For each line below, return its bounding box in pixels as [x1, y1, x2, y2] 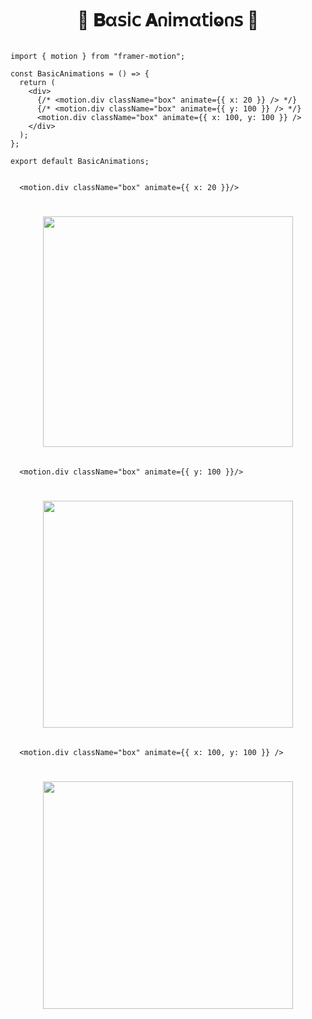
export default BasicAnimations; [10, 156, 150, 166]
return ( [19, 77, 56, 87]
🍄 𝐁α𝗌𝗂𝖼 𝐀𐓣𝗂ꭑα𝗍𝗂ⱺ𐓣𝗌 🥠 [76, 9, 260, 32]
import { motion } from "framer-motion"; [10, 51, 186, 61]
